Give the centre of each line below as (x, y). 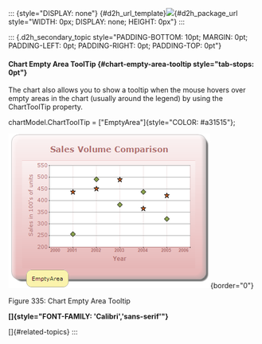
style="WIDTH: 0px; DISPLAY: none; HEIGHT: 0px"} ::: (97, 21)
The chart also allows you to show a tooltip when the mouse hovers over (127, 90)
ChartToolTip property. (46, 107)
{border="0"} (233, 286)
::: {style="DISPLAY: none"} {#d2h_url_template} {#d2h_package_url (123, 13)
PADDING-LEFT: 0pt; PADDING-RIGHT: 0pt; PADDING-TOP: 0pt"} (115, 45)
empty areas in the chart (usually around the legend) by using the (115, 99)
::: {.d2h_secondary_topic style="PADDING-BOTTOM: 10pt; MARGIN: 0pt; (128, 37)
